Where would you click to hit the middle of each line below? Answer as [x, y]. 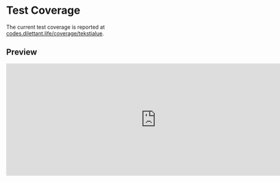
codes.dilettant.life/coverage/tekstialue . [55, 33]
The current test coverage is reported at [56, 27]
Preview [22, 52]
